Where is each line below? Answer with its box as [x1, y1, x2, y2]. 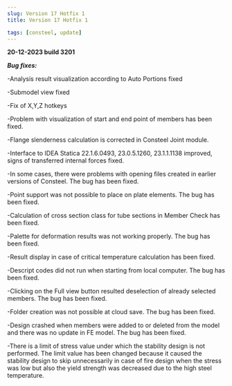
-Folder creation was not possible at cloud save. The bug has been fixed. [7, 308, 216, 316]
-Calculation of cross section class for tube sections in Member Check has [7, 212, 220, 220]
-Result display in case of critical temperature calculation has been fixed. [7, 253, 216, 261]
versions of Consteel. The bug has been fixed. [7, 177, 139, 185]
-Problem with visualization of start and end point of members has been [7, 115, 213, 123]
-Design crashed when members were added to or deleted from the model [7, 321, 220, 329]
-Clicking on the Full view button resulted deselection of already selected [7, 287, 216, 295]
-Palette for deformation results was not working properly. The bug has [7, 232, 211, 241]
